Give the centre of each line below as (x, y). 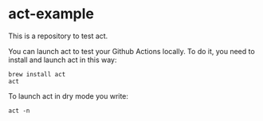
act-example (51, 14)
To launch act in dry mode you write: (69, 96)
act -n (19, 111)
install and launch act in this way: (63, 60)
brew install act (37, 74)
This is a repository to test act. (58, 36)
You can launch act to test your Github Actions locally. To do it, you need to (131, 51)
